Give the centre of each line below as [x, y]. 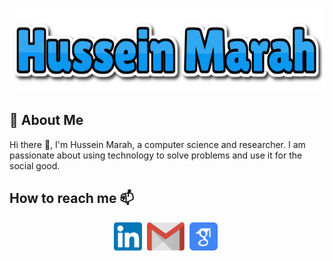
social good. [35, 165]
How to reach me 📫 [72, 198]
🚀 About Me [46, 120]
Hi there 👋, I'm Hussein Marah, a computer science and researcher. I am [157, 144]
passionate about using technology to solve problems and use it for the [156, 155]
